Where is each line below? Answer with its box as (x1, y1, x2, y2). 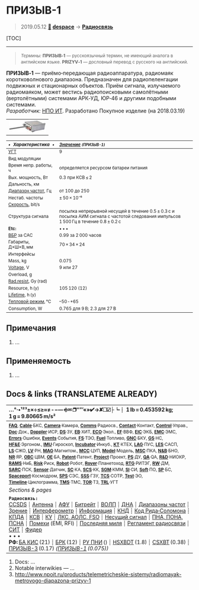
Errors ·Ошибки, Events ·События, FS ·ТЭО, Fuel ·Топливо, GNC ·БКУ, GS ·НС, (8, 435, 163, 441)
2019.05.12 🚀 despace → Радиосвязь (20, 23, 114, 30)
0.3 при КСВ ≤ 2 (59, 174, 92, 181)
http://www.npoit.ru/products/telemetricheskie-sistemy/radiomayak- (14, 570, 182, 578)
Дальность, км (8, 181, 40, 187)
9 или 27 (59, 265, 78, 271)
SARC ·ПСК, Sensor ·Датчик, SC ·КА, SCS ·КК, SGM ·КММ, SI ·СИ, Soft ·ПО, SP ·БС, (8, 466, 173, 473)
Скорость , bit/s (8, 201, 40, 207)
